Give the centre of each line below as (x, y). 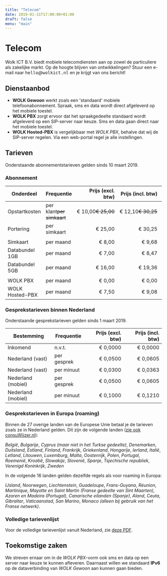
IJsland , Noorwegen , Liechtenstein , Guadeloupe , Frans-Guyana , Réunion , (81, 485)
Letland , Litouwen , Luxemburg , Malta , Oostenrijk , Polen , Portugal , (73, 455)
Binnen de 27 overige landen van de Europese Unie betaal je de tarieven (79, 424)
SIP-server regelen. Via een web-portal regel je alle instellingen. (78, 137)
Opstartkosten (24, 212)
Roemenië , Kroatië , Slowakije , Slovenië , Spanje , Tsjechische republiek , (78, 461)
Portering (19, 229)
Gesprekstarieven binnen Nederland (50, 310)
